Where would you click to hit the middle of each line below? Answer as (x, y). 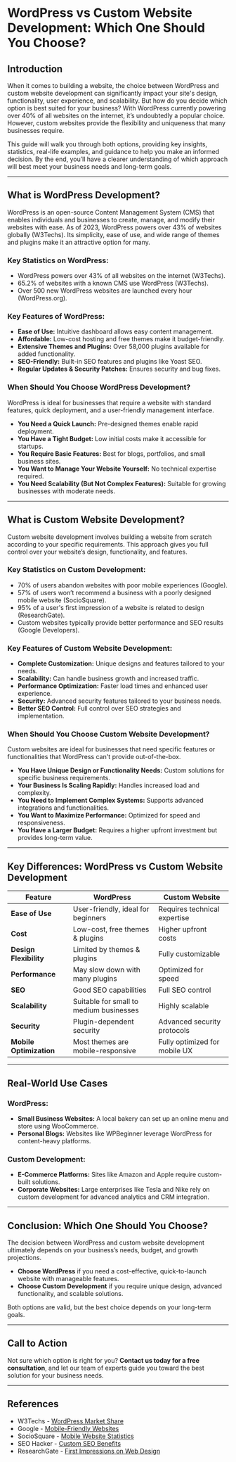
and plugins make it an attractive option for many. (79, 242)
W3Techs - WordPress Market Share (71, 1421)
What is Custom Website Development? (96, 520)
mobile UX (176, 1051)
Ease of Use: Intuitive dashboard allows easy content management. (115, 331)
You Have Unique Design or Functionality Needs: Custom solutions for (121, 770)
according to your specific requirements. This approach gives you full (108, 544)
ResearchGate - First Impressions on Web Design (88, 1451)
